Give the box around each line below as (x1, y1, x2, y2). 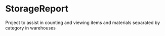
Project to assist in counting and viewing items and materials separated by (5, 19, 160, 25)
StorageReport (5, 3, 68, 14)
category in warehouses (5, 24, 56, 30)
